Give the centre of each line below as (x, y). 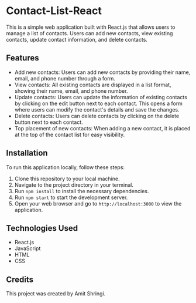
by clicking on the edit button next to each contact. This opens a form (99, 103)
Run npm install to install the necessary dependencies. (82, 191)
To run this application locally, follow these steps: (65, 167)
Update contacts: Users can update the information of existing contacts (101, 97)
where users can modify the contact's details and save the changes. (97, 109)
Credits (20, 279)
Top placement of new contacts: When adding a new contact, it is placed (102, 128)
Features (23, 58)
